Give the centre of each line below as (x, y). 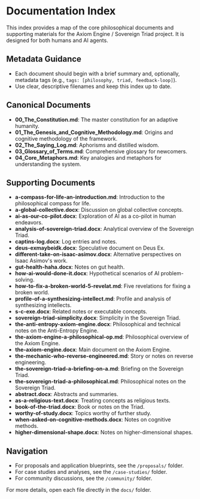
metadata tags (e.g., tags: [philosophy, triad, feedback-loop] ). (96, 80)
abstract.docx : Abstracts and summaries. (66, 394)
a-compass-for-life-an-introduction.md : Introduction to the (90, 197)
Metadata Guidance (44, 59)
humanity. (27, 126)
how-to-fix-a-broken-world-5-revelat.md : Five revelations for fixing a (102, 286)
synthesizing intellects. (43, 305)
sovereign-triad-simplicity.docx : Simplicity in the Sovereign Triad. (98, 318)
